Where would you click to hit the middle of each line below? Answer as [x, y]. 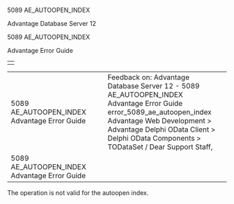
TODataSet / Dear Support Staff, [160, 147]
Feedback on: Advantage [149, 77]
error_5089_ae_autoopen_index [160, 112]
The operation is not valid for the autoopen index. [78, 193]
